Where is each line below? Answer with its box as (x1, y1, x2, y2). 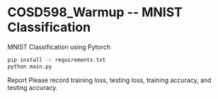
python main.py (7, 63, 52, 70)
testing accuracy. (7, 83, 58, 92)
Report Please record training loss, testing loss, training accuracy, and (7, 76, 212, 84)
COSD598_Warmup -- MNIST (7, 4, 183, 21)
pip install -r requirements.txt (7, 56, 106, 64)
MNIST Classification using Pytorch (7, 42, 111, 51)
